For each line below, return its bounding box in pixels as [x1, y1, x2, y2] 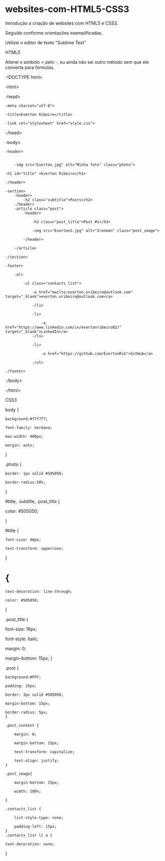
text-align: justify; [14, 758, 59, 763]
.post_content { [5, 723, 39, 728]
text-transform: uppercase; [5, 546, 64, 551]
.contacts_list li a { [5, 832, 52, 838]
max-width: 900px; [5, 434, 43, 439]
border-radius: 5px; [5, 709, 48, 715]
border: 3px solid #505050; [5, 692, 64, 697]
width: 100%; [14, 789, 41, 794]
